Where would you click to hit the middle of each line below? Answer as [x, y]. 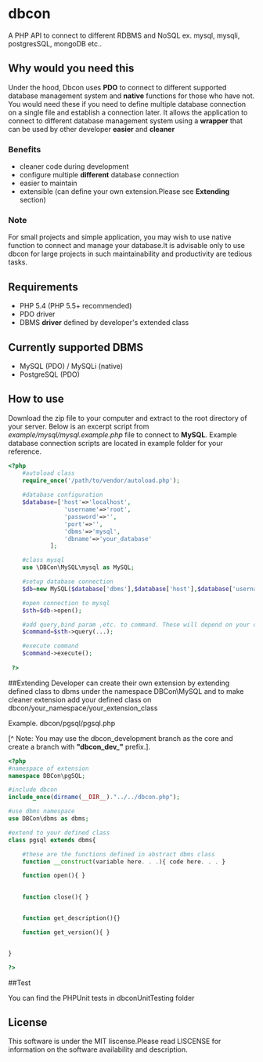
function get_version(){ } [66, 932]
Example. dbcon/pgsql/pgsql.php [62, 723]
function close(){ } [56, 897]
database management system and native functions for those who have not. [131, 96]
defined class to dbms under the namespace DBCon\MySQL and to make [126, 691]
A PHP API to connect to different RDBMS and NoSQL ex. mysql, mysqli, [124, 35]
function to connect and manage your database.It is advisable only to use [126, 246]
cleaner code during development [74, 166]
